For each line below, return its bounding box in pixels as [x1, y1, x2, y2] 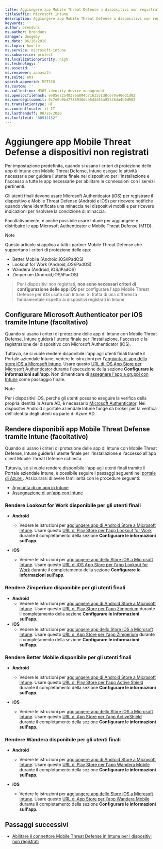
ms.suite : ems [5, 75, 34, 80]
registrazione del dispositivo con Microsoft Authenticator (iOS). [5, 341, 131, 347]
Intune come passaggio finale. [5, 377, 65, 383]
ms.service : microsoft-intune [5, 48, 66, 52]
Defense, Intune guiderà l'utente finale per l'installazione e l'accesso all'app [5, 450, 157, 456]
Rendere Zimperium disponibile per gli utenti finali [5, 584, 126, 591]
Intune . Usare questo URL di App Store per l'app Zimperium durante [19, 632, 155, 637]
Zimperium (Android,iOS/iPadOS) [12, 271, 79, 277]
